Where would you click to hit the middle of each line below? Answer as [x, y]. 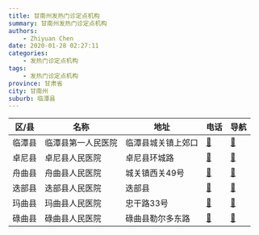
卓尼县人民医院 [73, 158]
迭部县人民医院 [73, 188]
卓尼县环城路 [150, 158]
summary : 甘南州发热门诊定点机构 [58, 23]
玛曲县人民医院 [73, 204]
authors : [23, 31]
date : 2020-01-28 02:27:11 [54, 46]
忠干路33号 [147, 204]
